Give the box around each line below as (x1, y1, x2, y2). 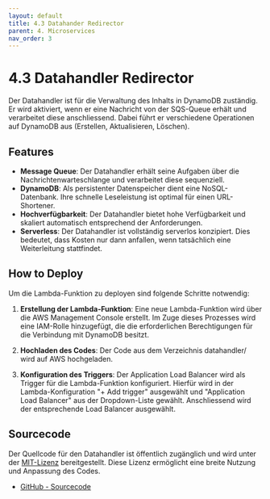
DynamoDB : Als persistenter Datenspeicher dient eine (19, 183, 201, 193)
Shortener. (19, 201, 56, 210)
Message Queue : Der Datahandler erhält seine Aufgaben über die (19, 166, 239, 176)
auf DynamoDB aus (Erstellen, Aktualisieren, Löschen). (8, 122, 190, 132)
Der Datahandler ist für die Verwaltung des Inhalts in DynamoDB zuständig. (8, 96, 258, 106)
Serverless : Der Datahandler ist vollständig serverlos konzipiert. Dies (19, 227, 251, 236)
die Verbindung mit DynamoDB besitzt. (19, 329, 149, 339)
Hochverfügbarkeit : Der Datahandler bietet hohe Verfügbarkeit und (19, 209, 246, 219)
